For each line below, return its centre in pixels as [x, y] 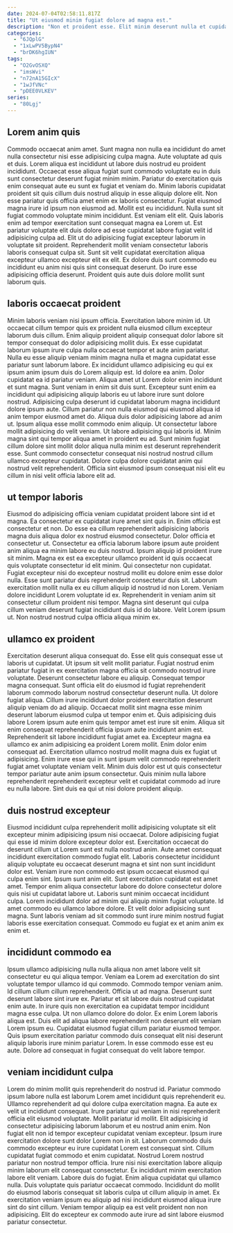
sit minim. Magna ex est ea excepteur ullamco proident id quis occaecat [110, 558]
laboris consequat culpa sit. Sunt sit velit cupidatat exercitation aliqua [106, 252]
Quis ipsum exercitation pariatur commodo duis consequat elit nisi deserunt [115, 1035]
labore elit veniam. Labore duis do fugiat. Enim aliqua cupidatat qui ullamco [114, 1177]
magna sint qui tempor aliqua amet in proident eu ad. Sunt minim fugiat [109, 438]
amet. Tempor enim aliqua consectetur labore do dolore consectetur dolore [114, 886]
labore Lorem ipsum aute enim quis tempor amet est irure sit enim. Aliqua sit [116, 722]
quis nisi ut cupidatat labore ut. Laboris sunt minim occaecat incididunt [108, 893]
